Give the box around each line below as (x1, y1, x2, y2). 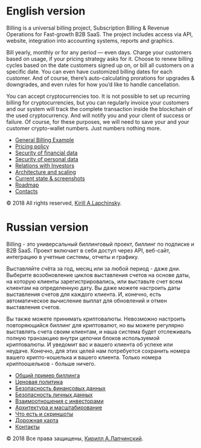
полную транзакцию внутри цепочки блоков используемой (6, 334, 160, 342)
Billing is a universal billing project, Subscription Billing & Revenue (6, 24, 170, 31)
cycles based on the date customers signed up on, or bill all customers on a (6, 62, 194, 69)
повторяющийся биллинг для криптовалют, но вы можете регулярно (6, 321, 184, 328)
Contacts (14, 187, 38, 194)
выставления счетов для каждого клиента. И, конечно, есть (6, 290, 162, 298)
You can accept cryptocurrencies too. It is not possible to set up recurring (6, 92, 190, 100)
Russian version (6, 220, 89, 234)
